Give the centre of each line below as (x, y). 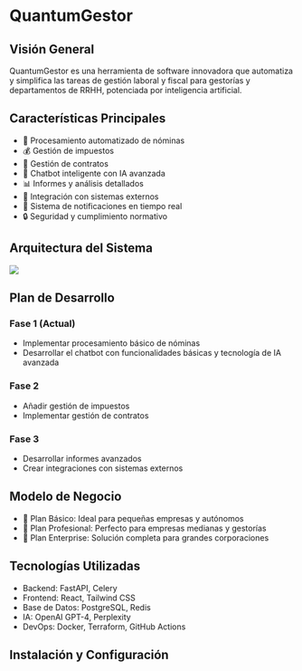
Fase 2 (24, 386)
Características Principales (88, 119)
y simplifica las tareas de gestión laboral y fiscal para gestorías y (130, 81)
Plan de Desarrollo (62, 298)
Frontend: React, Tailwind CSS (79, 598)
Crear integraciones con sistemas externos (103, 468)
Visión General (52, 49)
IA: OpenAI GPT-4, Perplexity (76, 617)
